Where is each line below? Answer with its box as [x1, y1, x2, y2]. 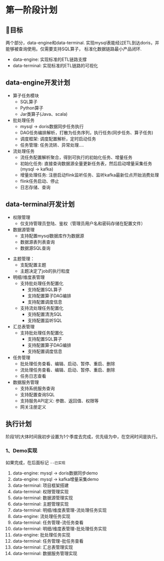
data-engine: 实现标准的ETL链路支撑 [12, 56, 87, 62]
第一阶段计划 [5, 4, 58, 16]
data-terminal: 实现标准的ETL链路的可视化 [12, 63, 98, 68]
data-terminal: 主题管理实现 [12, 501, 69, 507]
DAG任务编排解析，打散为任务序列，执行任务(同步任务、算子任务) [20, 129, 154, 135]
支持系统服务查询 [20, 385, 55, 391]
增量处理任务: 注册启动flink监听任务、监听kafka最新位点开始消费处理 [20, 172, 159, 178]
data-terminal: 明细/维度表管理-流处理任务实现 [12, 507, 107, 513]
